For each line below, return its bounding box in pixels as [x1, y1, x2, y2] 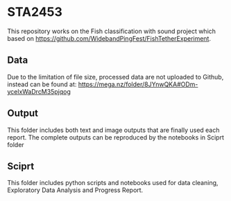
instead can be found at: [7, 80, 77, 88]
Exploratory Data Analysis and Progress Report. [7, 186, 144, 194]
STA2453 [7, 4, 62, 20]
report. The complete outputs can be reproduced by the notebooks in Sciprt [7, 133, 224, 142]
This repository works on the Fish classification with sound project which [7, 27, 216, 35]
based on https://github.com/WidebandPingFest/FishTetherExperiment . [7, 34, 212, 42]
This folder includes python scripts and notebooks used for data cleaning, [7, 179, 219, 187]
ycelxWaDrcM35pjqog [7, 87, 71, 95]
